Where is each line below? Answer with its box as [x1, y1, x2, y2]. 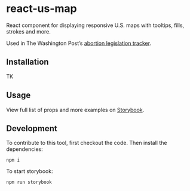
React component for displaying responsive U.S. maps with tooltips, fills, [6, 22, 185, 29]
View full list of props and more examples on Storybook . [6, 106, 145, 113]
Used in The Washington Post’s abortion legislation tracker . [6, 40, 151, 47]
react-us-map [6, 2, 77, 16]
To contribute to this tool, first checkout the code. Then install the [6, 140, 167, 147]
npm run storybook [6, 179, 52, 186]
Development [6, 123, 58, 134]
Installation [6, 57, 49, 67]
